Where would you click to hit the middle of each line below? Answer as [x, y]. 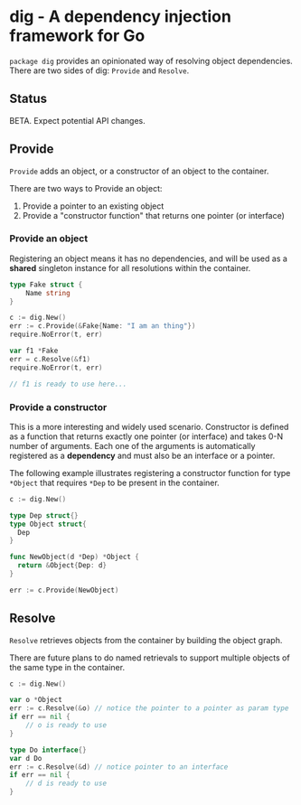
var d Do [26, 758]
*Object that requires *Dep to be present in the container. [114, 482]
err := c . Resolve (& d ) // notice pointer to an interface [119, 767]
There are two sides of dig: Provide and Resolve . [99, 70]
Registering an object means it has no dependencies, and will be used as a [148, 258]
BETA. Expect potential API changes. [78, 120]
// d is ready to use [66, 783]
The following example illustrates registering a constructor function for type [150, 473]
